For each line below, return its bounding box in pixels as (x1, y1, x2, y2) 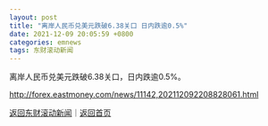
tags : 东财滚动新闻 (9, 46, 74, 55)
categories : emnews (9, 37, 82, 47)
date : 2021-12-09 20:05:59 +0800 (9, 29, 134, 38)
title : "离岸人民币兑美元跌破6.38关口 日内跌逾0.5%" (9, 21, 188, 30)
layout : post (9, 12, 58, 22)
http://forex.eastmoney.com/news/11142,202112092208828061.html (9, 90, 259, 100)
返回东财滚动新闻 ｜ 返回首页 (9, 107, 112, 118)
